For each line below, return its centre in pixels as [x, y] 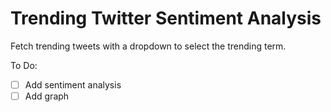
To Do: [24, 65]
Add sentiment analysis [73, 84]
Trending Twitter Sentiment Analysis [166, 18]
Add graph [47, 96]
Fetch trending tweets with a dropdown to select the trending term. [148, 46]
